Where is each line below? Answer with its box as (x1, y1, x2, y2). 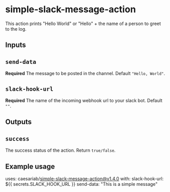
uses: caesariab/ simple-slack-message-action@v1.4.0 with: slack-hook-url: (5, 175, 164, 182)
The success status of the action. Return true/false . (5, 147, 116, 154)
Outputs (5, 117, 32, 126)
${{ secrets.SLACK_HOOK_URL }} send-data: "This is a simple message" (5, 181, 158, 187)
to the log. (5, 26, 27, 32)
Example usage (5, 162, 55, 171)
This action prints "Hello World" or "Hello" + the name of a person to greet (5, 20, 161, 27)
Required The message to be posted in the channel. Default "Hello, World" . (5, 70, 165, 77)
